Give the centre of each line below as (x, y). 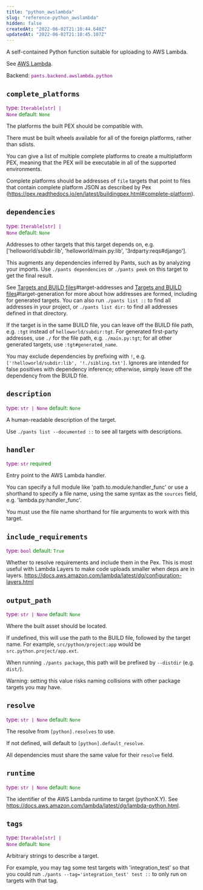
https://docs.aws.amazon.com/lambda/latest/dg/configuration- (103, 575)
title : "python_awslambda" (40, 12)
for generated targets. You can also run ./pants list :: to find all (88, 300)
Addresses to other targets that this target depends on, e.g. (80, 244)
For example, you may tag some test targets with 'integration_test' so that (98, 867)
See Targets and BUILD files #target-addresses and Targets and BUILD (94, 287)
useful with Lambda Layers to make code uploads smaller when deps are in (101, 569)
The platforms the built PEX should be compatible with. (75, 126)
